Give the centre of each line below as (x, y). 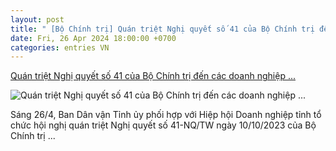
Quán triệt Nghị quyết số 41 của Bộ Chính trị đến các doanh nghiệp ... (153, 76)
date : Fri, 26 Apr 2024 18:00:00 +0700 (93, 38)
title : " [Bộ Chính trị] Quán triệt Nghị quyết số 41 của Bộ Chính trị (162, 29)
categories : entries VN (60, 47)
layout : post (37, 19)
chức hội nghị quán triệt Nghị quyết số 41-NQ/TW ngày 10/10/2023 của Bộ (163, 125)
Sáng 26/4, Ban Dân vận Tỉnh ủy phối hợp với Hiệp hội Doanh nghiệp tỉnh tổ (166, 115)
